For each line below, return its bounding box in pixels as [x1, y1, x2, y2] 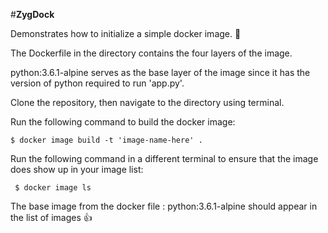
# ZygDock [10, 9, 55, 20]
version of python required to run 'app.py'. [10, 77, 185, 89]
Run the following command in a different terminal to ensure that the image [10, 153, 319, 164]
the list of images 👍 [10, 212, 93, 223]
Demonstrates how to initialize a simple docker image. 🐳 [10, 28, 242, 39]
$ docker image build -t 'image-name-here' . [10, 135, 203, 145]
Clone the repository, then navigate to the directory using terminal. [10, 97, 285, 108]
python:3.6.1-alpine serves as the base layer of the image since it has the [10, 67, 311, 78]
